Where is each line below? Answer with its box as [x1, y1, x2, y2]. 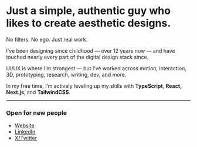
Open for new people [6, 108, 67, 117]
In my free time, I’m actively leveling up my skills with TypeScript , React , [6, 82, 182, 89]
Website [14, 122, 35, 129]
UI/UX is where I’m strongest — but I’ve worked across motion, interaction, [6, 64, 186, 71]
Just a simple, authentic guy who [6, 4, 171, 18]
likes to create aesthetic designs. [6, 16, 171, 30]
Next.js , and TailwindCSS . [6, 88, 71, 95]
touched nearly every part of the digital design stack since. [6, 53, 149, 60]
